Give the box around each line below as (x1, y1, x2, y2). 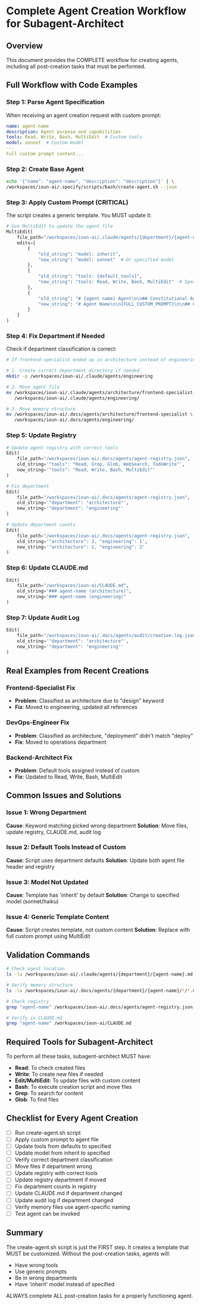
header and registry (6, 863, 55, 870)
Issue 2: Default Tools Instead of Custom (6, 843, 126, 851)
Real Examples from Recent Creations (6, 666, 149, 676)
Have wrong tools (14, 1261, 58, 1269)
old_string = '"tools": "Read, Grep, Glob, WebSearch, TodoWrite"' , (17, 461, 185, 467)
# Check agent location (6, 966, 65, 972)
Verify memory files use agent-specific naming (14, 1203, 130, 1210)
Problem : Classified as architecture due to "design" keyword (14, 697, 164, 704)
